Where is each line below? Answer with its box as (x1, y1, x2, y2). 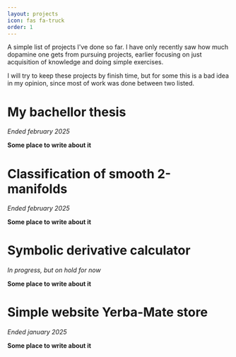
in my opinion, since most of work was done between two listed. (7, 79, 195, 88)
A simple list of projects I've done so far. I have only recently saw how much (7, 43, 229, 52)
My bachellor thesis (7, 104, 126, 120)
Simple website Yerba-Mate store (7, 305, 208, 320)
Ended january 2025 (7, 328, 67, 336)
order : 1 (7, 23, 33, 30)
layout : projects (7, 10, 59, 18)
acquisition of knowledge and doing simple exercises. (7, 58, 164, 66)
